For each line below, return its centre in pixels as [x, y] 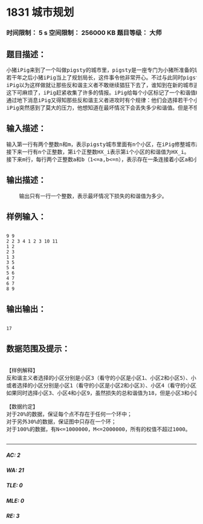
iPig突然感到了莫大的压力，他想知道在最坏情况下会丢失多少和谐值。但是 [97, 107]
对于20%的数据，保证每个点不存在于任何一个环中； [69, 414]
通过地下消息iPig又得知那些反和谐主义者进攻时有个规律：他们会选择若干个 [100, 100]
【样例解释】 [22, 370]
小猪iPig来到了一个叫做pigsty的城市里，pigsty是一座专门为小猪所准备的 [101, 70]
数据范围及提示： [38, 349]
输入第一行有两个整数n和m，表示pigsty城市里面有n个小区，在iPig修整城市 [101, 144]
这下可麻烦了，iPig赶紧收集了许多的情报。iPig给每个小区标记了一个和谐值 [101, 92]
